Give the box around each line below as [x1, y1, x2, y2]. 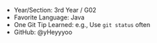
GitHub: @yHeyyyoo [13, 28, 73, 36]
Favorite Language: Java [13, 13, 85, 21]
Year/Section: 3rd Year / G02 [13, 6, 97, 14]
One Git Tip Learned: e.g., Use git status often [13, 21, 151, 28]
